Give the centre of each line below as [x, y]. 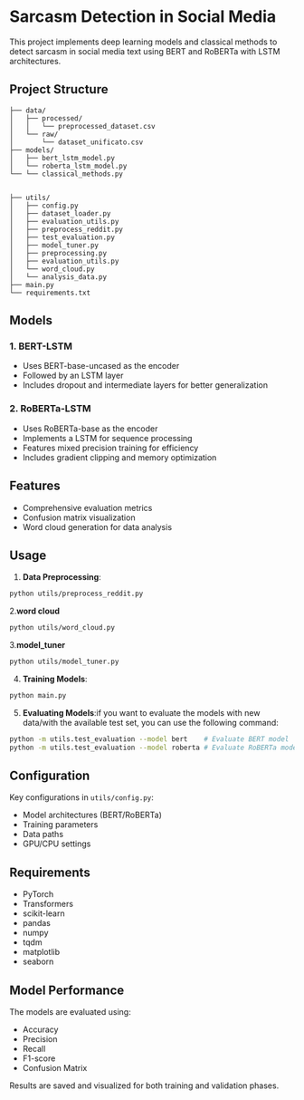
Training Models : [55, 679]
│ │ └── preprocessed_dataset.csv [82, 126]
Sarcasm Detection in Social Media [143, 17]
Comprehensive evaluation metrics [87, 507]
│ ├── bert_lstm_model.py [62, 158]
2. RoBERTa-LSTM [51, 409]
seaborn [38, 961]
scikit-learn [43, 913]
